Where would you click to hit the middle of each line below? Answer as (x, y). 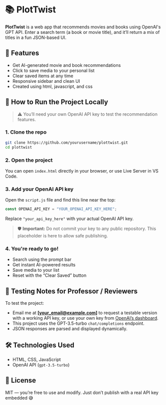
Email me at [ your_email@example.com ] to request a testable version (85, 313)
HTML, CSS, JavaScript (37, 359)
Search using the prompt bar (42, 259)
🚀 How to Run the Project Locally (57, 102)
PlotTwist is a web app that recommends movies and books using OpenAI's (83, 27)
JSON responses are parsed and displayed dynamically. (70, 329)
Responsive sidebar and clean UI (46, 81)
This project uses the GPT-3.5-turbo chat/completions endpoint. (78, 323)
